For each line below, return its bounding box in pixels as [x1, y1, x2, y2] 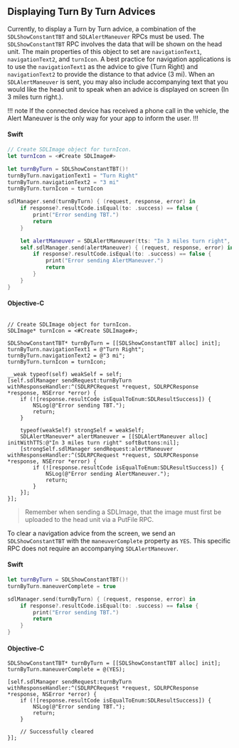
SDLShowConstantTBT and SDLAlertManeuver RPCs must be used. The [7, 32, 205, 41]
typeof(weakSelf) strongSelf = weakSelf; [20, 427, 144, 434]
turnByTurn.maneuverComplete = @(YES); [7, 666, 126, 673]
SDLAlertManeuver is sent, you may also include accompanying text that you [7, 78, 228, 86]
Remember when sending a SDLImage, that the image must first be [24, 508, 222, 516]
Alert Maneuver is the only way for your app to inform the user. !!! [7, 114, 199, 122]
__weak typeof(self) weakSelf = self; [7, 370, 122, 378]
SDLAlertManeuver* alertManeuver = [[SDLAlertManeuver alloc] [20, 433, 208, 440]
